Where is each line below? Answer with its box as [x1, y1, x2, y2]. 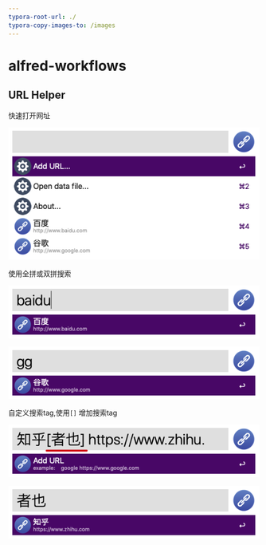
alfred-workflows [8, 57, 127, 75]
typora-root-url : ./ [8, 13, 77, 21]
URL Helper [8, 89, 66, 102]
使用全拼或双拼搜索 [8, 268, 72, 278]
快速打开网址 [8, 110, 50, 120]
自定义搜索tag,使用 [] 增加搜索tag [8, 408, 118, 418]
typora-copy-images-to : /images [8, 21, 115, 30]
